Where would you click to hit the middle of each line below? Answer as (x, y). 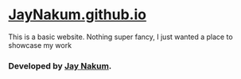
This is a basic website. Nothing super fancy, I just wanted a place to (120, 37)
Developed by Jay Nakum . (60, 65)
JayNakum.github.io (78, 15)
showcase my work (40, 45)
